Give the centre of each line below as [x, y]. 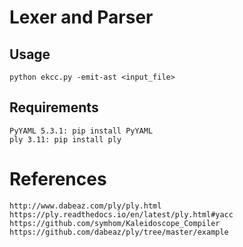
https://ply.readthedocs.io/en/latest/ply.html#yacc [121, 214]
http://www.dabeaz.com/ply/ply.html [85, 206]
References [58, 179]
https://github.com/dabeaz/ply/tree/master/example [119, 232]
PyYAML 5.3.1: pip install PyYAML [81, 131]
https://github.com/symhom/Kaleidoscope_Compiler [115, 223]
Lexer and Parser [81, 17]
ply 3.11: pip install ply [65, 139]
